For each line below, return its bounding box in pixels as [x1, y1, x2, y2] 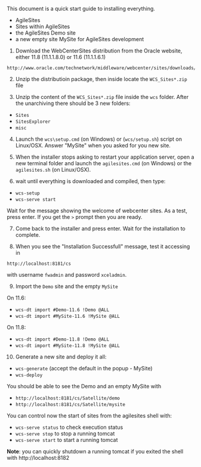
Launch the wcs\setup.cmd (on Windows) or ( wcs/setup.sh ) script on [15, 135, 183, 143]
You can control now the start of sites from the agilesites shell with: [7, 412, 172, 419]
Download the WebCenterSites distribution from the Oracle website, [15, 47, 183, 54]
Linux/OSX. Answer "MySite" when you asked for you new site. [15, 142, 171, 149]
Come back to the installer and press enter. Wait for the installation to [15, 225, 185, 232]
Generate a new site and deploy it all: [15, 353, 107, 360]
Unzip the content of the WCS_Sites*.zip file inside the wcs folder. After [15, 94, 189, 100]
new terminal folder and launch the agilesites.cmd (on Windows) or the [15, 160, 192, 166]
